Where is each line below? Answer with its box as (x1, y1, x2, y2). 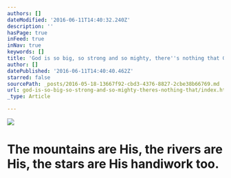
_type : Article (7, 93, 51, 100)
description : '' (7, 23, 54, 30)
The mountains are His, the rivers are (7, 142, 223, 157)
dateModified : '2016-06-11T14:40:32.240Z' (7, 16, 131, 23)
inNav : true (7, 42, 41, 49)
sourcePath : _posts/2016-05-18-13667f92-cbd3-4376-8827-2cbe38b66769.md (7, 80, 220, 87)
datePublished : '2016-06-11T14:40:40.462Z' (7, 67, 134, 74)
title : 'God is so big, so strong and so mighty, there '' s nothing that (7, 55, 220, 62)
